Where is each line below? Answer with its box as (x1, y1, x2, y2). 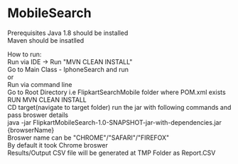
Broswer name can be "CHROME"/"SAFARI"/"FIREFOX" (7, 133, 170, 142)
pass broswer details (7, 111, 69, 119)
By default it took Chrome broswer (7, 140, 109, 149)
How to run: (7, 50, 42, 58)
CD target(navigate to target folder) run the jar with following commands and (7, 103, 232, 111)
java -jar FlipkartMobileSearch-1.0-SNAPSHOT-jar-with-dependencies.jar (7, 118, 222, 126)
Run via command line (7, 80, 72, 88)
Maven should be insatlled (7, 36, 85, 44)
